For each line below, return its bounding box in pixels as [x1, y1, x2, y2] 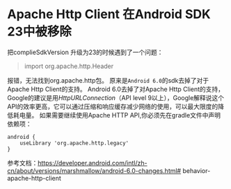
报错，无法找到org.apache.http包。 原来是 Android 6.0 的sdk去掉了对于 [7, 76, 209, 84]
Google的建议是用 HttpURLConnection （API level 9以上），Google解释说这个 [7, 93, 225, 101]
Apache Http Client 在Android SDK [7, 6, 211, 22]
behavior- [182, 166, 211, 174]
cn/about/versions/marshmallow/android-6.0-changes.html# [7, 166, 182, 174]
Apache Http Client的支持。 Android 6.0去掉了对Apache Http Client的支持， [7, 85, 225, 93]
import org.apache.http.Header [24, 62, 113, 70]
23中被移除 [7, 24, 72, 40]
